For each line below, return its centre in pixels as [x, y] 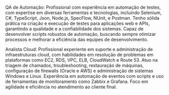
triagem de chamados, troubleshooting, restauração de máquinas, [75, 65]
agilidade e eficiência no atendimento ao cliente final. [61, 87]
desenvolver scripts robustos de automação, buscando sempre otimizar [81, 34]
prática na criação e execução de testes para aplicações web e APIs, [78, 23]
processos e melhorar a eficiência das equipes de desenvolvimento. [77, 39]
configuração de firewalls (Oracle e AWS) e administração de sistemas [79, 71]
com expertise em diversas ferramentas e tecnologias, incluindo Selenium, [83, 13]
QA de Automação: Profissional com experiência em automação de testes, [83, 7]
